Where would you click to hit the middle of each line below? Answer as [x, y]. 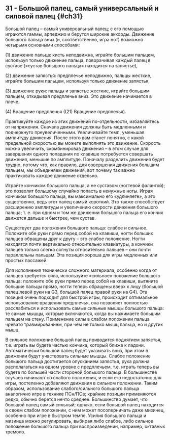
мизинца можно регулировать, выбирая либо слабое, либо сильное [79, 421]
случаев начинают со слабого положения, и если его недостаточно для [83, 377]
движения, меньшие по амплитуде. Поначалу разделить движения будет [85, 159]
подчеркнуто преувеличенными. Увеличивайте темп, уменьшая [75, 132]
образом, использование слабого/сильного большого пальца [72, 388]
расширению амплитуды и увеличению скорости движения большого [82, 207]
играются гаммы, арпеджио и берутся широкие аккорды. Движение [80, 34]
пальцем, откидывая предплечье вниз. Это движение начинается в [79, 96]
